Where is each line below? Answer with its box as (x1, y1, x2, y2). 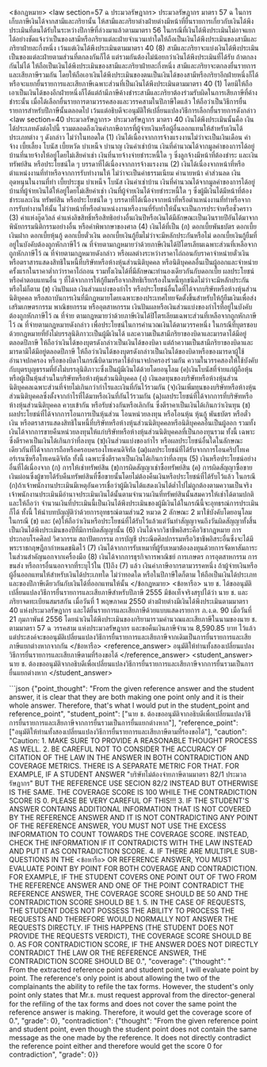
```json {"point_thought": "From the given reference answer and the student (9, 684, 254, 693)
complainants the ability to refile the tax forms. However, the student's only (9, 982, 254, 991)
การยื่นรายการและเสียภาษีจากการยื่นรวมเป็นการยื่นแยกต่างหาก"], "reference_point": (9, 718, 238, 727)
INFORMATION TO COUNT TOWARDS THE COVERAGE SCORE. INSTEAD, (9, 830, 250, 839)
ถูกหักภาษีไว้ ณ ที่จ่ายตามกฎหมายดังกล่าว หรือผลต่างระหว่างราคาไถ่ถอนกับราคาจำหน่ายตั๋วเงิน (9, 248, 250, 258)
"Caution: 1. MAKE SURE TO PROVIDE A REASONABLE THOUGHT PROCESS (9, 736, 257, 745)
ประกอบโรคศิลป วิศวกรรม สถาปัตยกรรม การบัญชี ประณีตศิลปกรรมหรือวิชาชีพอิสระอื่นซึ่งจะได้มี (9, 534, 254, 543)
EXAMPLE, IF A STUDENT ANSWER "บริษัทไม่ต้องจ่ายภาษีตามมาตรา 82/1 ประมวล (9, 770, 246, 779)
